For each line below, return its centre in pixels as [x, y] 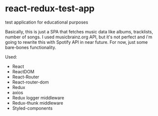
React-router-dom [30, 82]
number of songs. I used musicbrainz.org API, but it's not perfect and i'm [79, 37]
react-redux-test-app [50, 9]
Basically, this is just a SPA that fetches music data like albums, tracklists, [79, 31]
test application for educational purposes [47, 22]
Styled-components [32, 108]
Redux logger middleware [38, 98]
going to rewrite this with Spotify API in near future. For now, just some [77, 42]
